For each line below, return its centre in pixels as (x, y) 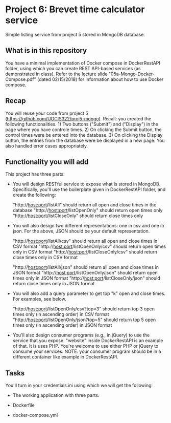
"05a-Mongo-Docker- (131, 74)
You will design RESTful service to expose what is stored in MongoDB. (87, 184)
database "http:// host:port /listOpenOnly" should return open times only (88, 210)
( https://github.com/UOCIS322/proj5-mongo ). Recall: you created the (78, 118)
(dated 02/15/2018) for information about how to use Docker (101, 79)
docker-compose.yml (35, 415)
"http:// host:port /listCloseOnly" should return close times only (78, 216)
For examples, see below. (39, 299)
